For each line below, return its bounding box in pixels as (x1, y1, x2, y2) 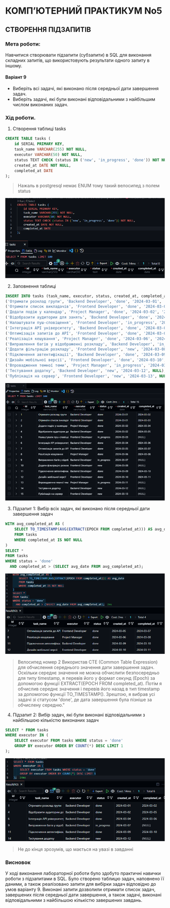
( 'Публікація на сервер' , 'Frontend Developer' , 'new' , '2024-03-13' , (5, 374, 157, 379)
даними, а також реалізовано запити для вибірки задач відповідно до (5, 881, 156, 887)
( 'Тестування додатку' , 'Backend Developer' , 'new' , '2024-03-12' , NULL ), (5, 368, 166, 373)
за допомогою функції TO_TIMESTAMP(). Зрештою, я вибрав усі (17, 691, 155, 697)
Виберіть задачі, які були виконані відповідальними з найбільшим (12, 96, 155, 102)
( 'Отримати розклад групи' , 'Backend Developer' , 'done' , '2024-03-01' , (5, 299, 162, 304)
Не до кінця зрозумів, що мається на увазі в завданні (17, 846, 134, 852)
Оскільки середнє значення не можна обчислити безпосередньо (17, 670, 160, 676)
